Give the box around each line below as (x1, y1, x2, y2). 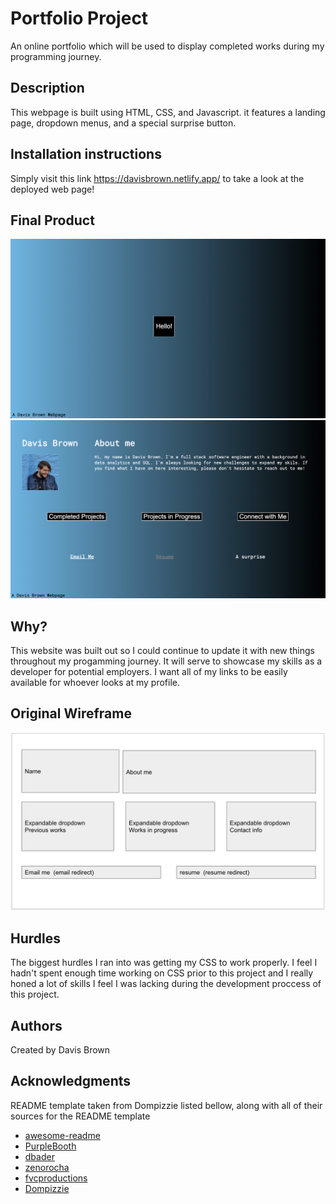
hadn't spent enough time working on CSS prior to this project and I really (10, 967, 314, 979)
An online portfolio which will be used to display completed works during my (10, 40, 325, 52)
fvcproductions (24, 1172, 88, 1184)
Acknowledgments (10, 1073, 132, 1090)
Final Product (10, 212, 95, 229)
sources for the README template (10, 1110, 151, 1122)
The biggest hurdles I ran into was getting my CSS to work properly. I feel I (10, 957, 318, 969)
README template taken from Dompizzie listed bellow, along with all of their (10, 1099, 323, 1111)
